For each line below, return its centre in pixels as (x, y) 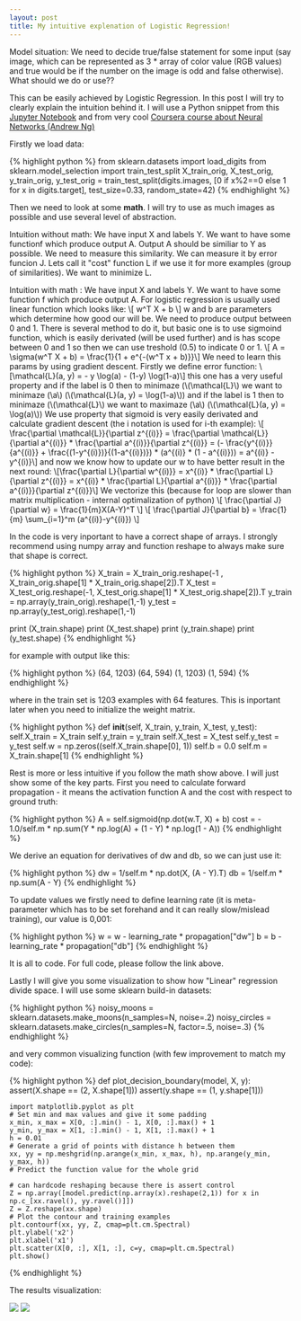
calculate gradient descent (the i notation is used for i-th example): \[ (137, 423)
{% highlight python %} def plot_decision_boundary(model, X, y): (130, 1080)
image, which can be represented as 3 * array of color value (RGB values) (146, 61)
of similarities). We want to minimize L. (81, 272)
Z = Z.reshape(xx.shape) (56, 1209)
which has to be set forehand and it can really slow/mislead (159, 909)
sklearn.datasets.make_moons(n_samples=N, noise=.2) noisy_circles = (141, 1017)
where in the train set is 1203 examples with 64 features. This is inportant (145, 700)
